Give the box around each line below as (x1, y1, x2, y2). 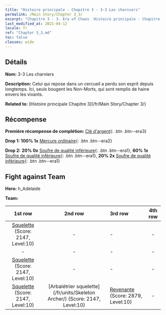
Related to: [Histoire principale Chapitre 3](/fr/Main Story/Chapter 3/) (5, 101, 146, 107)
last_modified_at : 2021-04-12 (5, 21, 68, 26)
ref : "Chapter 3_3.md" (5, 30, 52, 35)
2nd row (64, 210, 84, 217)
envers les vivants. (5, 91, 43, 97)
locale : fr (5, 26, 28, 31)
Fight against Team (5, 172, 66, 181)
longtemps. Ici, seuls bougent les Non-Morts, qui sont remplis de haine (5, 86, 150, 92)
